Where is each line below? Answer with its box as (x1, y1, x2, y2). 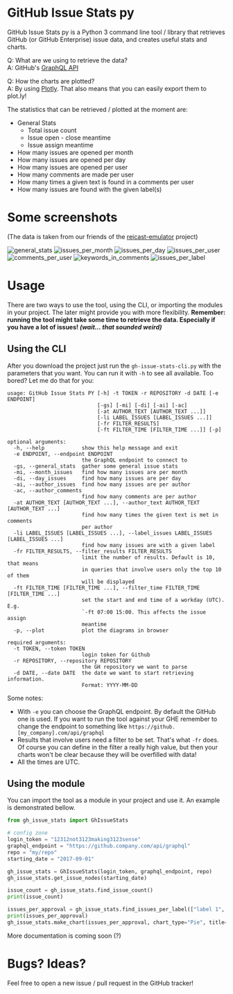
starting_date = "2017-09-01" (7, 855, 95, 863)
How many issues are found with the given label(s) (17, 185, 162, 193)
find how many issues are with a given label (81, 541, 216, 548)
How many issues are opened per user (17, 163, 128, 171)
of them (7, 572, 30, 579)
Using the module (7, 778, 85, 790)
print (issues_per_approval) (7, 913, 89, 920)
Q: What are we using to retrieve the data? (7, 56, 128, 64)
